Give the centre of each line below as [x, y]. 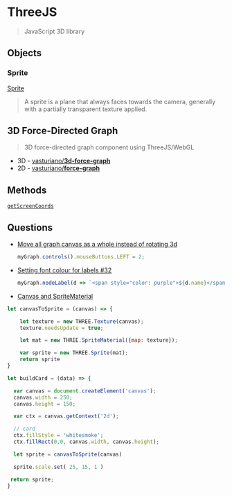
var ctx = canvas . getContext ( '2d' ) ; [66, 416]
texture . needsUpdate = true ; [62, 328]
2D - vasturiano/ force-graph [59, 168]
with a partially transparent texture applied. [86, 109]
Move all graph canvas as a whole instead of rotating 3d [97, 245]
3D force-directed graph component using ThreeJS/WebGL [109, 147]
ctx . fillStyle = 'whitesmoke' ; [59, 436]
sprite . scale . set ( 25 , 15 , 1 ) [59, 467]
